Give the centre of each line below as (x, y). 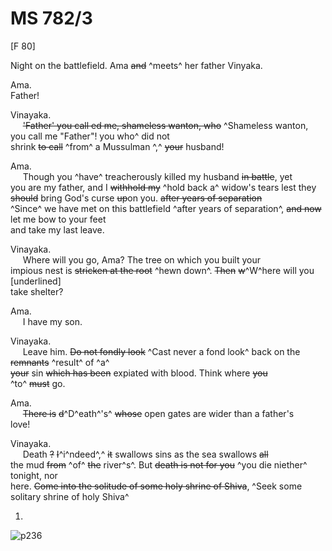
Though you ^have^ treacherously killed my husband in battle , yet (157, 176)
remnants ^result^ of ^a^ (60, 362)
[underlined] (36, 281)
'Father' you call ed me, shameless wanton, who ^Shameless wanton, (165, 125)
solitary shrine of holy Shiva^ (70, 496)
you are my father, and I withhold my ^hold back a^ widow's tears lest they (163, 187)
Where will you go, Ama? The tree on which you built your (141, 259)
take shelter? (37, 291)
